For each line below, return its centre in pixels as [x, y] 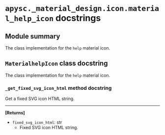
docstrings [78, 18]
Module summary [33, 36]
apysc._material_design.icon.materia [82, 9]
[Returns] [15, 113]
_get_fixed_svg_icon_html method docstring [58, 88]
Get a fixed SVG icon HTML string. [40, 99]
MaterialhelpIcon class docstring [56, 64]
